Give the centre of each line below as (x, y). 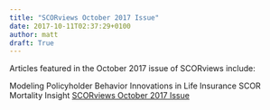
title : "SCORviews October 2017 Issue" (84, 18)
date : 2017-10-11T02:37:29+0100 (70, 26)
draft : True (32, 43)
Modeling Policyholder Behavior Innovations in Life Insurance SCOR (135, 86)
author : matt (34, 34)
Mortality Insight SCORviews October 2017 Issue (99, 96)
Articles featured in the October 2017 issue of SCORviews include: (132, 69)
